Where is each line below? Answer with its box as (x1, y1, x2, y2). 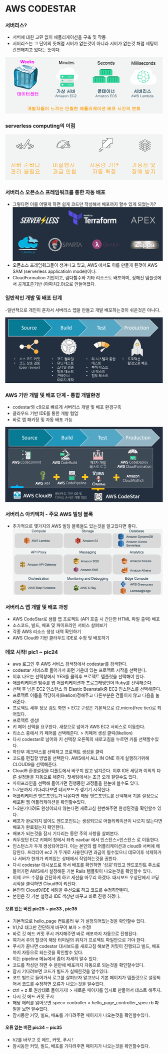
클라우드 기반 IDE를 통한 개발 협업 (12, 410, 78, 416)
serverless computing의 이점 (5, 122, 75, 129)
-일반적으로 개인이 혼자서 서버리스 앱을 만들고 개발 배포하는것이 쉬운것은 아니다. (5, 307, 161, 313)
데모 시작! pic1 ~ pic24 (5, 649, 58, 656)
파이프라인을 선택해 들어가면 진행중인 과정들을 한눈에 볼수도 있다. (12, 780, 139, 786)
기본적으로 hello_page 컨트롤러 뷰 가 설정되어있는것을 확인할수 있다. (12, 918, 146, 924)
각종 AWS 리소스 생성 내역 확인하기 (12, 628, 81, 635)
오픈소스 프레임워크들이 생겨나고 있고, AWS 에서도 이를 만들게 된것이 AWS (12, 262, 158, 268)
